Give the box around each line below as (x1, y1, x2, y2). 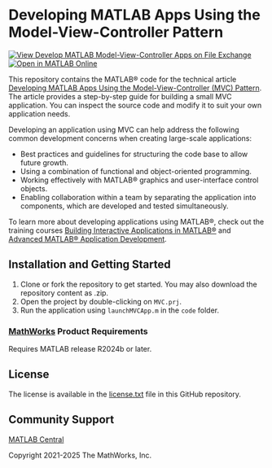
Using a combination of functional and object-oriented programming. (20, 166, 252, 176)
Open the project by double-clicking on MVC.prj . (20, 296, 182, 306)
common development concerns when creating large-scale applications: (8, 133, 252, 143)
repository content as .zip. (20, 287, 108, 298)
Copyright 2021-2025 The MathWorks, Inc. (8, 450, 152, 460)
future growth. (20, 157, 69, 168)
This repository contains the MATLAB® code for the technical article (8, 74, 237, 84)
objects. (20, 183, 48, 193)
